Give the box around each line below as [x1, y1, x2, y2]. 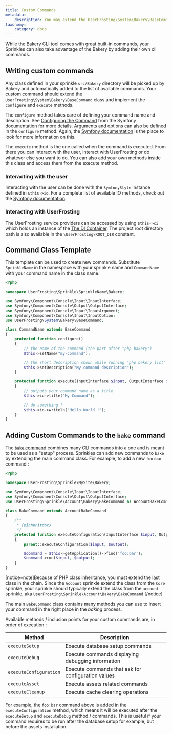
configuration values [65, 672, 115, 679]
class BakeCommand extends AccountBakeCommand [5, 508, 106, 513]
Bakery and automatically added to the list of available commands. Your [5, 85, 157, 91]
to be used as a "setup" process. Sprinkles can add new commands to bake [5, 450, 164, 456]
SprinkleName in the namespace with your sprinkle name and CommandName [5, 265, 160, 271]
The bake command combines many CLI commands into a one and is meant [5, 445, 165, 451]
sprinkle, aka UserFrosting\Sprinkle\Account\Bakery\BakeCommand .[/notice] [5, 591, 163, 597]
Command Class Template [5, 245, 91, 254]
